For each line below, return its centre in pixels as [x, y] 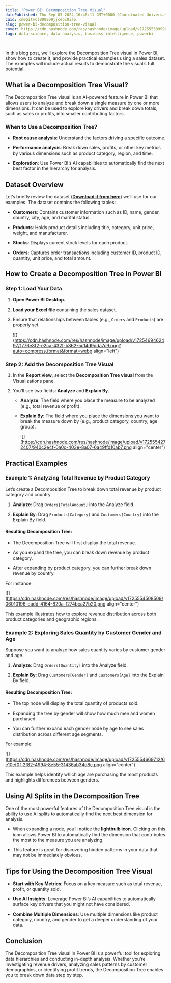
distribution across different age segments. [58, 734]
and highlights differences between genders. [52, 780]
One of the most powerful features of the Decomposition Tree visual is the [83, 809]
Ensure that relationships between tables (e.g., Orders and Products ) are [88, 319]
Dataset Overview [34, 184]
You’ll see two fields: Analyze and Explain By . [61, 390]
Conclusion [24, 941]
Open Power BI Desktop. [39, 299]
